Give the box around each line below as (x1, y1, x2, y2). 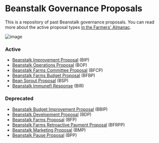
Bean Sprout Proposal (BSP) (12, 78, 69, 83)
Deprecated (5, 95, 34, 102)
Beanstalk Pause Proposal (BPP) (12, 132, 77, 138)
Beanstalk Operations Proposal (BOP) (12, 62, 88, 68)
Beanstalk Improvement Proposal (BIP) (12, 57, 90, 63)
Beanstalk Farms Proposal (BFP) (12, 117, 77, 123)
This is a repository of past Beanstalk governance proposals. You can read (5, 19, 155, 25)
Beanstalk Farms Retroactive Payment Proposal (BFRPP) (12, 122, 125, 127)
